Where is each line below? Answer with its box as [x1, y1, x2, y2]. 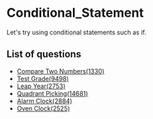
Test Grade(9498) [16, 74, 69, 83]
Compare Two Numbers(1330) [16, 66, 105, 75]
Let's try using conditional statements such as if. [6, 28, 147, 36]
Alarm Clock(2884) [16, 97, 73, 105]
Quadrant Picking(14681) [16, 89, 88, 97]
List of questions [6, 48, 81, 60]
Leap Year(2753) [16, 82, 66, 90]
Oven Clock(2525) [16, 104, 71, 113]
